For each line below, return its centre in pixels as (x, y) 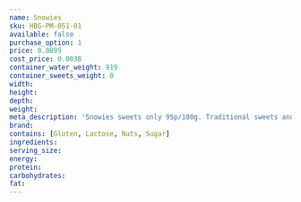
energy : (24, 159)
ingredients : (34, 142)
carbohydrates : (38, 175)
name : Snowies (36, 17)
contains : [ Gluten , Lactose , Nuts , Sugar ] (90, 134)
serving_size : (36, 150)
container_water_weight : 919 (64, 68)
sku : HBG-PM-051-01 (46, 26)
